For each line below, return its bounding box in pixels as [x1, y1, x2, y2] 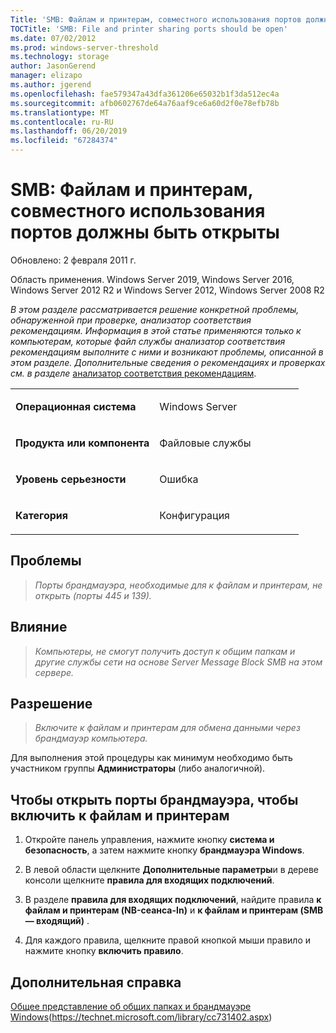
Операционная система [15, 399, 137, 413]
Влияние [10, 619, 68, 636]
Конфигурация [159, 508, 230, 522]
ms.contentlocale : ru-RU [10, 117, 114, 127]
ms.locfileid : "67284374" [10, 136, 118, 146]
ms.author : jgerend [10, 80, 92, 90]
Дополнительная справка [10, 974, 182, 991]
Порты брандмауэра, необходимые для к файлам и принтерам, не [34, 579, 323, 591]
